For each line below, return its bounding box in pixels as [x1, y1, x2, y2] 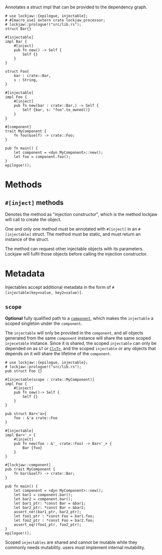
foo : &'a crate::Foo [14, 416, 57, 420]
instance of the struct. [5, 237, 50, 242]
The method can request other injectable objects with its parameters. [5, 246, 144, 252]
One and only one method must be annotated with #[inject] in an [5, 226, 137, 232]
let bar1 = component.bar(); [14, 492, 73, 497]
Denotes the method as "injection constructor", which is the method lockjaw [5, 212, 158, 217]
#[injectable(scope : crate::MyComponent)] [5, 377, 95, 382]
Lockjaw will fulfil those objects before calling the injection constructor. [5, 251, 148, 257]
